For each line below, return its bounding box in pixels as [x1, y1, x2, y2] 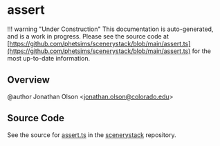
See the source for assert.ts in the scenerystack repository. [7, 130, 176, 139]
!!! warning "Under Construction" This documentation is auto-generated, [7, 25, 214, 33]
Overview [7, 74, 51, 86]
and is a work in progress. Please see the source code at [7, 32, 169, 40]
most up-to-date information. [7, 54, 91, 62]
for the [192, 47, 211, 55]
